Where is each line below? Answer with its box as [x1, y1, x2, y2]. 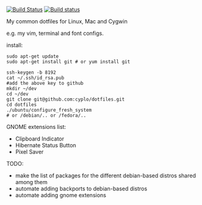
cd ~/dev [6, 91, 29, 97]
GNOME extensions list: [6, 123, 66, 130]
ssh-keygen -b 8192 [6, 69, 56, 75]
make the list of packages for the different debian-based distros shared [15, 172, 196, 179]
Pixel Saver [15, 148, 44, 155]
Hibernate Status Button [15, 142, 77, 149]
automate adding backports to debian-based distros [15, 185, 147, 192]
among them [15, 179, 48, 185]
